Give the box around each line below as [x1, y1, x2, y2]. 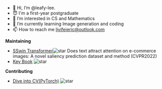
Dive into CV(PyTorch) [12, 78, 59, 84]
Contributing [5, 68, 33, 74]
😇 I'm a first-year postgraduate [12, 10, 79, 16]
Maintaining [5, 38, 31, 44]
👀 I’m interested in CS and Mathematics [12, 16, 95, 21]
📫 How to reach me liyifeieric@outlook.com [12, 27, 105, 32]
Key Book [12, 58, 33, 64]
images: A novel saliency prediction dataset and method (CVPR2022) [12, 53, 157, 59]
